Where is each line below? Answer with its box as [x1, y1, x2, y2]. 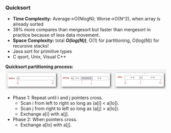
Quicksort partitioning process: [5, 63, 74, 70]
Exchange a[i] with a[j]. [20, 111, 69, 117]
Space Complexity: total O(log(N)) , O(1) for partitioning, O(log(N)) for [12, 37, 160, 43]
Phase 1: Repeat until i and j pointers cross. [12, 95, 103, 101]
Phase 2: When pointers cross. [12, 117, 78, 123]
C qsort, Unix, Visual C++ [12, 54, 66, 60]
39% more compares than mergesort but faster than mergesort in [12, 27, 151, 33]
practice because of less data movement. [12, 32, 101, 38]
